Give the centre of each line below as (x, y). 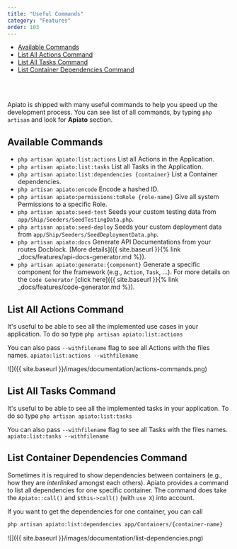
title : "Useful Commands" (45, 14)
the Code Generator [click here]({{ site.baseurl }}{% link (98, 280)
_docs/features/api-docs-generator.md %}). (82, 257)
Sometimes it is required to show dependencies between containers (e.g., (115, 475)
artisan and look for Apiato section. (60, 120)
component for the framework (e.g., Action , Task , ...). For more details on (123, 272)
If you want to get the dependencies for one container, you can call (105, 511)
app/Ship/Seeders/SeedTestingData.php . (76, 220)
